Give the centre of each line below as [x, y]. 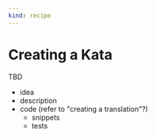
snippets [46, 117]
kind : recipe [30, 15]
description [38, 101]
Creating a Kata [61, 54]
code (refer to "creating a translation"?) [84, 108]
